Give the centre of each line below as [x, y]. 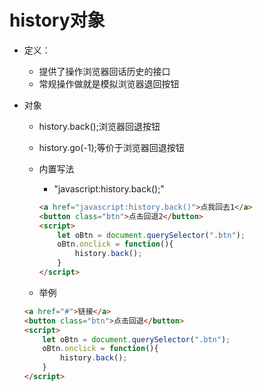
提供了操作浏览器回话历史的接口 [104, 71]
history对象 [57, 20]
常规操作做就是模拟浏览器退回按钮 [109, 83]
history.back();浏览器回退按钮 [99, 126]
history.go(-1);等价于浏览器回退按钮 [111, 147]
